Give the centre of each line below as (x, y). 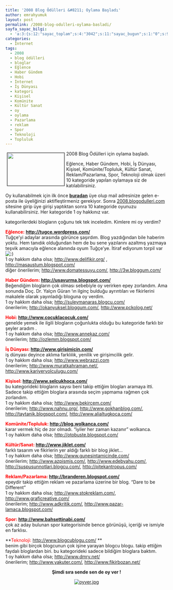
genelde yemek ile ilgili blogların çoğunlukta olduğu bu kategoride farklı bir (84, 323)
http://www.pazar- (104, 504)
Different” (16, 488)
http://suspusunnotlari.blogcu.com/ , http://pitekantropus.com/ (71, 467)
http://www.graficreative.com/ (37, 498)
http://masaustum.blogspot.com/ (40, 265)
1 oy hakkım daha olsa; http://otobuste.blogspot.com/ (62, 435)
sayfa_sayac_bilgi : (26, 29)
